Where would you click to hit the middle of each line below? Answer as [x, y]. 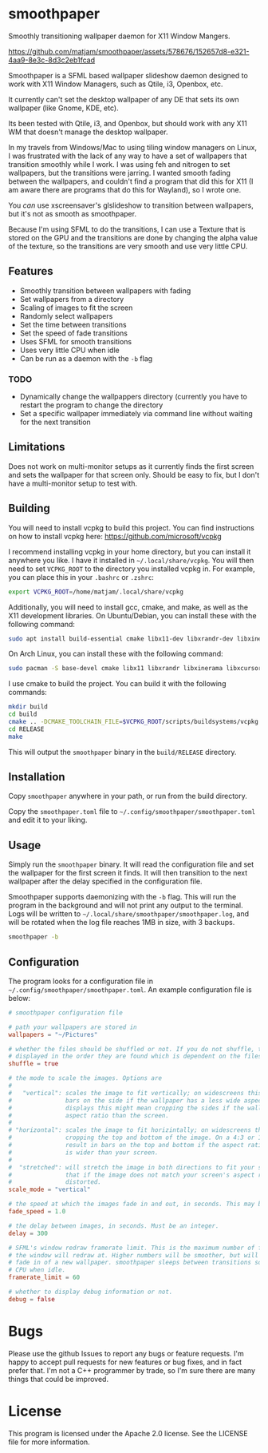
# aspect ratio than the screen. [89, 1115]
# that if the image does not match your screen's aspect [132, 1175]
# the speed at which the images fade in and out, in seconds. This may [132, 1204]
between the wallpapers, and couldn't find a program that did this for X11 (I [131, 181]
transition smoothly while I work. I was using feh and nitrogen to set [119, 164]
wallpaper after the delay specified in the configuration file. [105, 881]
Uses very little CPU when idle [69, 350]
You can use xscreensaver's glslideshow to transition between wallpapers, [131, 205]
